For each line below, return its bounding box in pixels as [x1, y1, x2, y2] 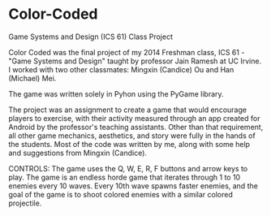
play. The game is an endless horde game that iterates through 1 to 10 [8, 172, 241, 182]
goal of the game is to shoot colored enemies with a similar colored [8, 189, 233, 199]
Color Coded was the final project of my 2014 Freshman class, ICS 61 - [8, 47, 245, 57]
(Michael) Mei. [8, 73, 57, 83]
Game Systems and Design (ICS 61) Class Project [8, 32, 173, 41]
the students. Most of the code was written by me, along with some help [8, 139, 250, 149]
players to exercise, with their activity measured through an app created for [8, 113, 260, 123]
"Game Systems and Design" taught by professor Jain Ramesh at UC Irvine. [8, 56, 262, 66]
